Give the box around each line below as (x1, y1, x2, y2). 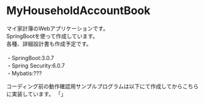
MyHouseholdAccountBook (6, 4, 151, 18)
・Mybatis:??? (6, 69, 42, 77)
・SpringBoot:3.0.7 (6, 54, 55, 61)
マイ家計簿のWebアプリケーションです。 (6, 25, 109, 32)
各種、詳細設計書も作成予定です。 (6, 40, 92, 47)
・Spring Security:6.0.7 (6, 62, 66, 69)
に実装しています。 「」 (6, 90, 67, 97)
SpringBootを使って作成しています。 (6, 32, 99, 40)
